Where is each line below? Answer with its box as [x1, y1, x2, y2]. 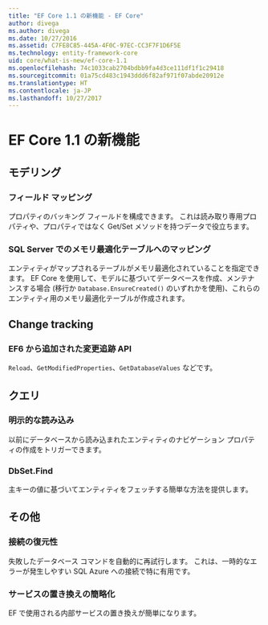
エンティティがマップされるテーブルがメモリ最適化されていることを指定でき [8, 263, 261, 273]
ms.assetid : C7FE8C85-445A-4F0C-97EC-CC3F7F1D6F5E [8, 42, 181, 50]
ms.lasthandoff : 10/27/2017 [8, 94, 103, 102]
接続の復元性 [8, 537, 59, 548]
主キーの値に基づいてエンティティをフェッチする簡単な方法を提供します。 [8, 484, 253, 495]
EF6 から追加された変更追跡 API [8, 343, 132, 354]
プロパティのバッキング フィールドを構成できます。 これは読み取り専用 [8, 212, 243, 221]
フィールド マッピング [8, 191, 93, 203]
